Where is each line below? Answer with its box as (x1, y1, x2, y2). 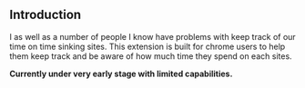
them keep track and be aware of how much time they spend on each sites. (9, 50, 293, 62)
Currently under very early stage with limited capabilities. (9, 68, 233, 79)
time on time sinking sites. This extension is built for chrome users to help (9, 41, 286, 52)
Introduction (9, 7, 82, 23)
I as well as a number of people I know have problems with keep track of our (9, 31, 296, 42)
